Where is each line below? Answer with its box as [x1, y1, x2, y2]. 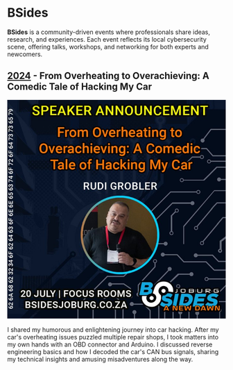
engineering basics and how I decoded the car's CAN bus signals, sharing [7, 347, 219, 355]
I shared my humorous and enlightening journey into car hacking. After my [7, 325, 220, 334]
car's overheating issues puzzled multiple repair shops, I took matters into [7, 333, 219, 341]
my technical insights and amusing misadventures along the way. [7, 355, 193, 363]
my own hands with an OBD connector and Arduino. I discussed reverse [7, 340, 213, 348]
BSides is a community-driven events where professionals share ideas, [7, 28, 210, 36]
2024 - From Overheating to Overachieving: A [7, 70, 209, 82]
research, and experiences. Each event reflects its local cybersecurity [7, 35, 207, 43]
